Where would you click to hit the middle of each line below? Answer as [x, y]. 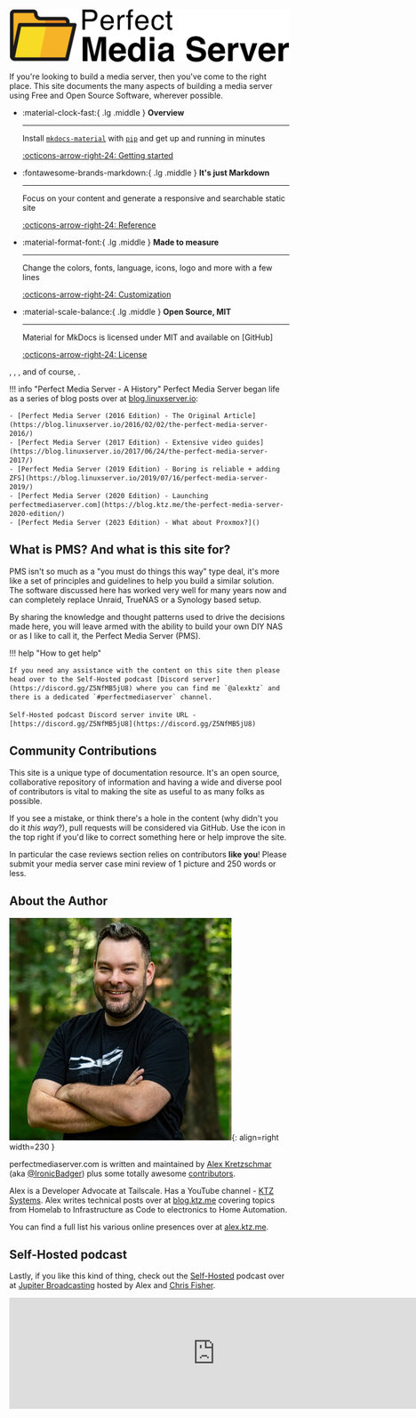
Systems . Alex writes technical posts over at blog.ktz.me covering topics [142, 1200]
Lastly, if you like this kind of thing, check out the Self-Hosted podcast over [147, 1276]
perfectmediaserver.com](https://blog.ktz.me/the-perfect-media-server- [147, 505]
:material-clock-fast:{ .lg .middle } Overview [103, 113]
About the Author [59, 902]
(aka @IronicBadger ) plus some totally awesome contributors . [123, 1173]
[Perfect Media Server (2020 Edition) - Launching [113, 496]
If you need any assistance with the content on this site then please [144, 670]
